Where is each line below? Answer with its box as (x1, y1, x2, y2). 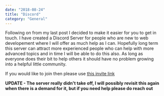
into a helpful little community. (5, 61, 67, 67)
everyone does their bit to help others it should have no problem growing (5, 56, 154, 62)
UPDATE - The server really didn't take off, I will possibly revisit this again (5, 80, 160, 86)
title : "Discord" (5, 12, 41, 17)
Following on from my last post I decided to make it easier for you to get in (5, 30, 157, 36)
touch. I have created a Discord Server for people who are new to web (5, 35, 149, 41)
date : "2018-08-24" (5, 7, 46, 12)
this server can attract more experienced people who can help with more (5, 45, 154, 52)
